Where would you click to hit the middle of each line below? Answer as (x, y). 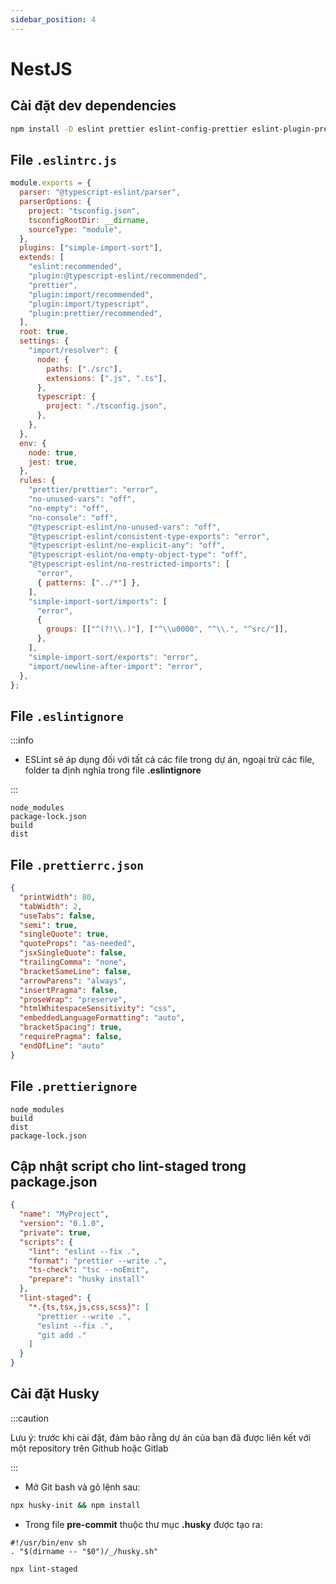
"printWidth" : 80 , (58, 897)
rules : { (37, 481)
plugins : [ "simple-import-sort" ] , (91, 248)
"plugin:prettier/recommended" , (95, 313)
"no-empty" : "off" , (69, 508)
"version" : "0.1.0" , (62, 1224)
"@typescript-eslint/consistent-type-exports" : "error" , (149, 536)
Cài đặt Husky (55, 1394)
